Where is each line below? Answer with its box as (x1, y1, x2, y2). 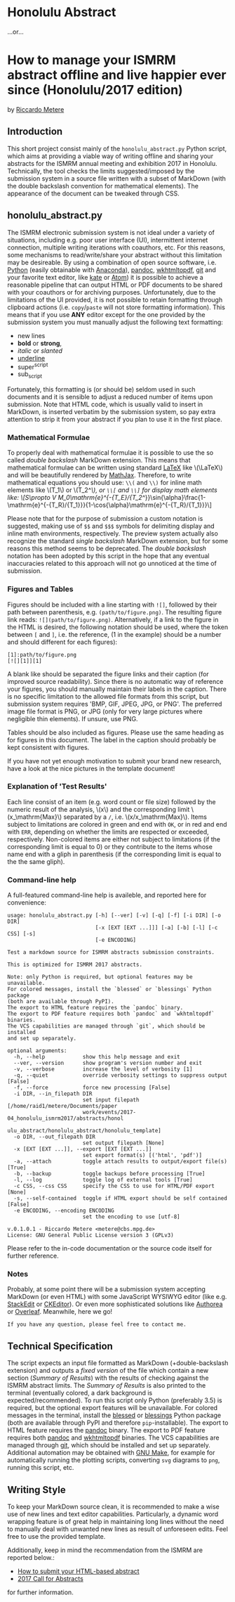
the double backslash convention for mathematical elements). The (7, 181, 199, 190)
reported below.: (7, 1553, 55, 1562)
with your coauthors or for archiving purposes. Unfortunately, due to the (7, 288, 216, 296)
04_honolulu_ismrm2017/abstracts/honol (7, 1115, 124, 1122)
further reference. (7, 1252, 59, 1260)
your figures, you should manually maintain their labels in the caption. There (7, 685, 227, 693)
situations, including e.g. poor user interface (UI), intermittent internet (7, 235, 208, 244)
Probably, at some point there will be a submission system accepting (7, 1285, 206, 1293)
